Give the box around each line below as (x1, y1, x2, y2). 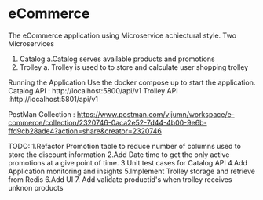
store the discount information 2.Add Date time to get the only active (8, 150, 230, 159)
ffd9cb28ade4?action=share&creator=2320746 (8, 126, 163, 136)
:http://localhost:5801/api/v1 (8, 94, 98, 104)
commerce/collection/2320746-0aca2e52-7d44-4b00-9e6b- (8, 118, 207, 127)
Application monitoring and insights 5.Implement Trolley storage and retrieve (8, 166, 256, 176)
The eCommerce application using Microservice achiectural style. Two (8, 31, 237, 40)
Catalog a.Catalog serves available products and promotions (19, 54, 215, 64)
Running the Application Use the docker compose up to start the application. (8, 78, 256, 87)
